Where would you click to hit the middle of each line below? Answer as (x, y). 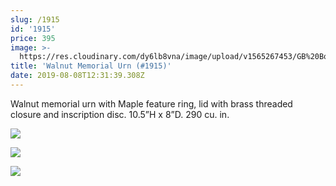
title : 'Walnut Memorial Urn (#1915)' (91, 66)
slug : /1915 (35, 19)
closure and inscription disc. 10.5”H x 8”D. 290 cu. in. (120, 114)
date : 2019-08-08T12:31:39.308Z (77, 76)
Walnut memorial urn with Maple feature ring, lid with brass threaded (151, 103)
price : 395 (33, 38)
